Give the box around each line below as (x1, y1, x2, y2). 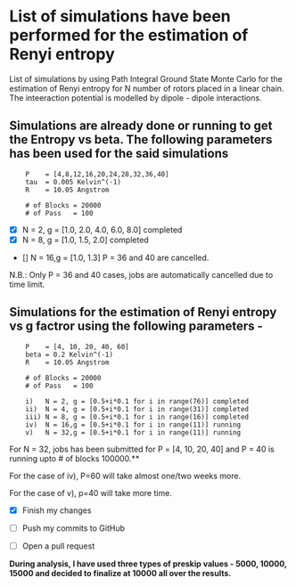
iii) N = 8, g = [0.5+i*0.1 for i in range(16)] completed (25, 412, 250, 421)
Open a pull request (21, 541, 95, 551)
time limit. (9, 279, 45, 289)
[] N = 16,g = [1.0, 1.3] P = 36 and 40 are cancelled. (21, 252, 210, 263)
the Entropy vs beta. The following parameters (9, 132, 273, 148)
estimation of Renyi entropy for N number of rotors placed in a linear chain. (9, 83, 284, 94)
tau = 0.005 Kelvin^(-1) (25, 177, 122, 186)
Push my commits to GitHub (21, 523, 125, 533)
